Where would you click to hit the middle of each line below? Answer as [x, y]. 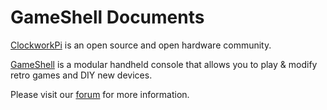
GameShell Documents [107, 17]
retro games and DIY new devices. [81, 75]
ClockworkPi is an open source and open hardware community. [141, 45]
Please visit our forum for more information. [100, 94]
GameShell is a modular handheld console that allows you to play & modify [164, 64]
